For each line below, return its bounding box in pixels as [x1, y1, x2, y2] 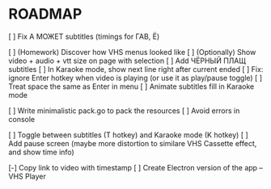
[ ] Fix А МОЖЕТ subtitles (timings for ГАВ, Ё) [8, 31, 160, 41]
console [8, 114, 36, 124]
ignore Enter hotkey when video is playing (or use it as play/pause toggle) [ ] [8, 73, 263, 82]
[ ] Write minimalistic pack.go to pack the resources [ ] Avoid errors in [8, 106, 240, 115]
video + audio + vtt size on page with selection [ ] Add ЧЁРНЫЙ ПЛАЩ [8, 56, 247, 65]
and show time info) [8, 147, 74, 157]
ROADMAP [8, 5, 83, 23]
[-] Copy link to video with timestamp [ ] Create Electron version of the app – [8, 162, 263, 172]
